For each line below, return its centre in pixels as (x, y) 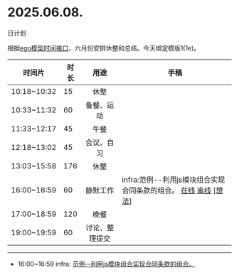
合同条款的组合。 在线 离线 (167, 190)
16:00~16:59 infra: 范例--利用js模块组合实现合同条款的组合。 (106, 264)
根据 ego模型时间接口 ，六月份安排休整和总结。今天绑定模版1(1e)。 (104, 48)
